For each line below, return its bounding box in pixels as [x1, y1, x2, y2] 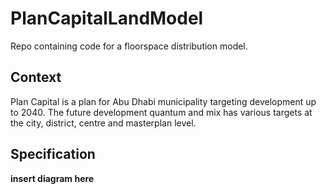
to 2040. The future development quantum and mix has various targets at [10, 106, 313, 118]
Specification [10, 146, 96, 163]
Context [10, 69, 62, 86]
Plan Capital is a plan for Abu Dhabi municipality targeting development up [10, 95, 317, 107]
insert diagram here [10, 172, 95, 184]
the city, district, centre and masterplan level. [10, 117, 197, 129]
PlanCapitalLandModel [10, 7, 204, 30]
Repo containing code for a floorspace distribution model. [10, 40, 248, 52]
